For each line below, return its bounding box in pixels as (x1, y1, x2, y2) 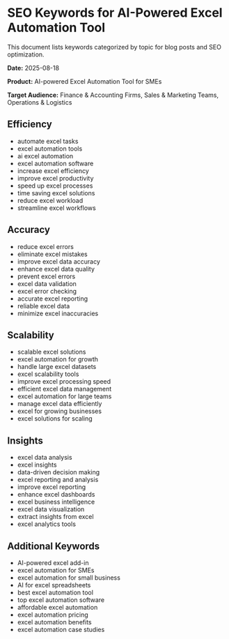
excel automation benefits (17, 618, 92, 626)
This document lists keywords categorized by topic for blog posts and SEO (7, 43, 221, 51)
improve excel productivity (17, 174, 94, 182)
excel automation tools (17, 144, 83, 153)
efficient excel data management (17, 385, 112, 393)
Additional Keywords (7, 540, 100, 552)
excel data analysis (17, 453, 72, 462)
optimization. (7, 50, 45, 59)
